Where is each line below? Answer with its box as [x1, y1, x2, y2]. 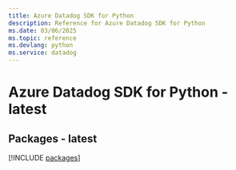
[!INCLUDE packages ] [8, 153, 81, 162]
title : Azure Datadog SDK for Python [8, 11, 134, 20]
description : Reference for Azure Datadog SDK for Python [8, 19, 206, 27]
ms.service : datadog [8, 49, 78, 57]
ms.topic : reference [8, 34, 78, 42]
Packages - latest [8, 132, 98, 145]
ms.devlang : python [8, 42, 74, 49]
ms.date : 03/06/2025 [8, 26, 78, 34]
